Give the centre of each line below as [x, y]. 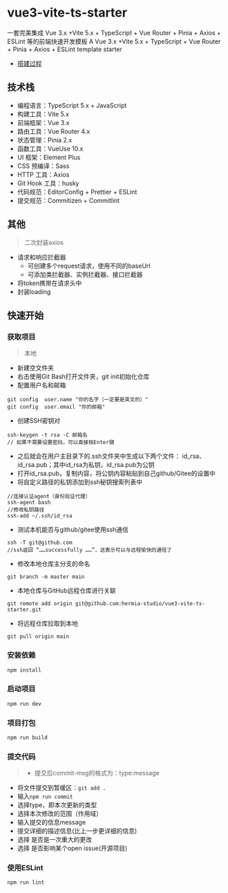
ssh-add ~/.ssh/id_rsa [40, 516]
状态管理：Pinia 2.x [45, 140]
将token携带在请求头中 [49, 283]
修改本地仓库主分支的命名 [54, 564]
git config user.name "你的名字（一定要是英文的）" [78, 400]
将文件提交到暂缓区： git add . [61, 788]
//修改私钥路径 [26, 510]
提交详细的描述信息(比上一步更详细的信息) [77, 831]
